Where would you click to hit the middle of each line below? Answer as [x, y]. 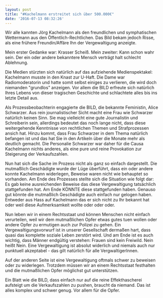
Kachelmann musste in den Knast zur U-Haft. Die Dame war [65, 77]
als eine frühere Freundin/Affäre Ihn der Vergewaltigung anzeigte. [71, 43]
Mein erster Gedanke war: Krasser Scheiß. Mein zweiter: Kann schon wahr [80, 52]
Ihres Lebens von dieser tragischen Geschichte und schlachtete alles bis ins [81, 93]
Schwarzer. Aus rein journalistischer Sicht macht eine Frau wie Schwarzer [79, 113]
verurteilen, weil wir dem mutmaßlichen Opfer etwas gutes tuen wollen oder [81, 219]
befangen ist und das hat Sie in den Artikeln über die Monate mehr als [75, 139]
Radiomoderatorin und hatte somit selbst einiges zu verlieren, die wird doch [81, 82]
